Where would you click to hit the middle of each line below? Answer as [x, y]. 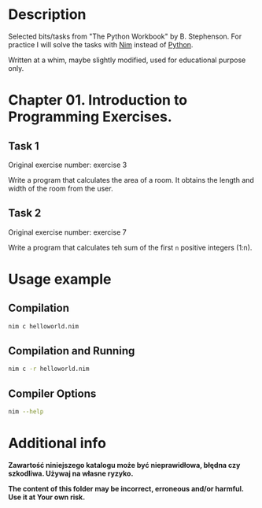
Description [47, 15]
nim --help [26, 412]
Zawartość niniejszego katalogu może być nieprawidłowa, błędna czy [124, 465]
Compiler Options [52, 393]
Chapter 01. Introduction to [98, 100]
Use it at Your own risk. [47, 497]
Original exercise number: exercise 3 [68, 165]
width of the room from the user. [61, 188]
